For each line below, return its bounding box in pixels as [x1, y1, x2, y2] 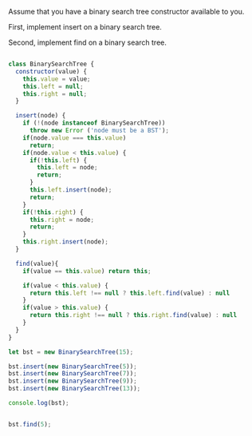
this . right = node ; [29, 216, 94, 224]
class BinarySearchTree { [8, 60, 94, 68]
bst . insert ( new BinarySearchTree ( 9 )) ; [8, 377, 137, 386]
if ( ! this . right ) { [22, 208, 84, 216]
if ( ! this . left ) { [29, 156, 88, 164]
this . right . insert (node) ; [22, 238, 109, 246]
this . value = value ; [22, 75, 91, 83]
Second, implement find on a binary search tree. [8, 38, 167, 47]
